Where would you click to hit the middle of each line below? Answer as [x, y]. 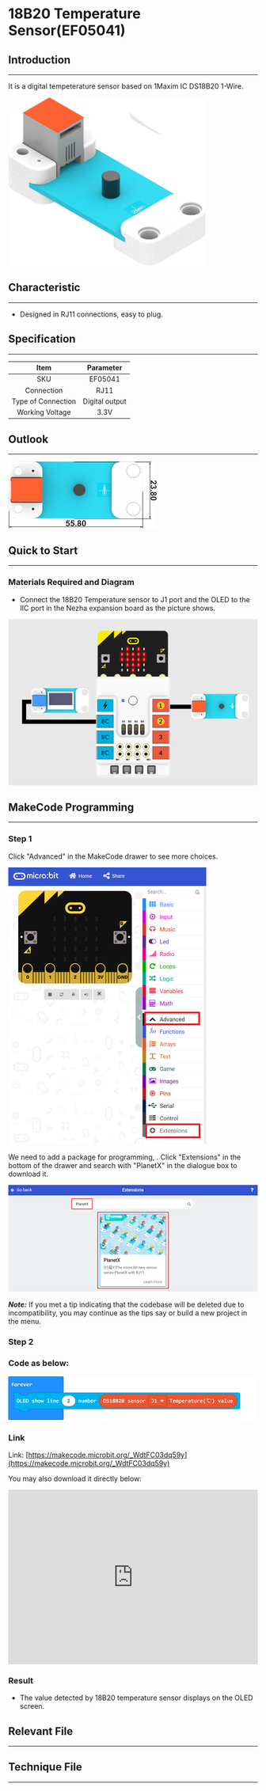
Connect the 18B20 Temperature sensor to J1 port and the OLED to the [135, 599]
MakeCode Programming [71, 807]
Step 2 [21, 1342]
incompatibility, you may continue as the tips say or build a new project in [128, 1313]
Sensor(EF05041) [67, 30]
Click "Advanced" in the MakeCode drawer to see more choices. [113, 856]
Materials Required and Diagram [71, 582]
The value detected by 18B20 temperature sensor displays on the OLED [136, 1698]
